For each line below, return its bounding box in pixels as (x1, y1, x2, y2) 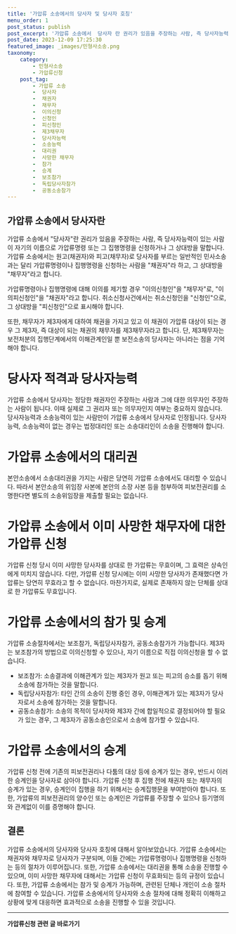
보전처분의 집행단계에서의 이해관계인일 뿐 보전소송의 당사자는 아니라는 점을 (7, 335, 212, 343)
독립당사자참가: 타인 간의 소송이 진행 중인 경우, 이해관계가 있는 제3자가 (17, 689, 211, 697)
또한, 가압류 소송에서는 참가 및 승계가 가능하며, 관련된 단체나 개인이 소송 (16, 880, 213, 888)
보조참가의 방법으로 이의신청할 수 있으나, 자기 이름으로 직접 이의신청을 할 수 (14, 648, 221, 656)
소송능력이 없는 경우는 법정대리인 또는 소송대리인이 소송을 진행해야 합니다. (22, 422, 225, 430)
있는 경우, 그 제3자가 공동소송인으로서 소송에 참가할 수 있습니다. (25, 715, 199, 724)
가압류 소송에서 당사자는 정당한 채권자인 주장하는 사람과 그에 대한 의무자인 (7, 395, 210, 404)
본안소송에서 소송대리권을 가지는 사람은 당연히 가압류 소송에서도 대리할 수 (7, 473, 209, 482)
